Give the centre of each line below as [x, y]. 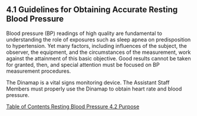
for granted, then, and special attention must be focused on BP [83, 65]
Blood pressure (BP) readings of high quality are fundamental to [84, 33]
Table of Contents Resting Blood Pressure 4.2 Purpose [73, 107]
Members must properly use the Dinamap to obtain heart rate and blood [94, 89]
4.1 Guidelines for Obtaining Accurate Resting [92, 10]
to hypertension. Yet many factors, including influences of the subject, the [96, 46]
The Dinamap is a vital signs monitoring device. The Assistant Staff [88, 82]
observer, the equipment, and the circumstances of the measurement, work [99, 52]
